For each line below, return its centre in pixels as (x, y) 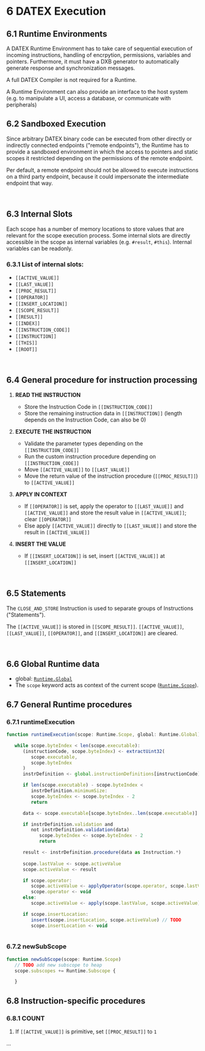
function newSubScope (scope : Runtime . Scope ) (64, 959)
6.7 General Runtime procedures (69, 704)
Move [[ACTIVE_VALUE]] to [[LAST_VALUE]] (77, 469)
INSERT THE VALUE (41, 544)
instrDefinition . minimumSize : (69, 791)
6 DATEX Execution (56, 11)
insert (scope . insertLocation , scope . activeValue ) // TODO (106, 920)
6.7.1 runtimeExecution (41, 722)
